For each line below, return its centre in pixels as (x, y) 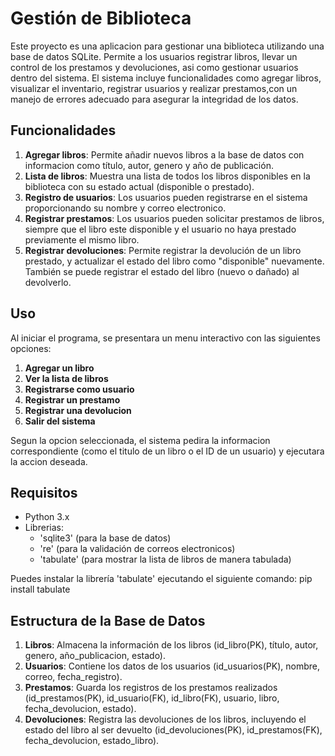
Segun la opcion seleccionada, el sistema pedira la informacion (140, 440)
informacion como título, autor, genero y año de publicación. (149, 165)
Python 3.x (47, 517)
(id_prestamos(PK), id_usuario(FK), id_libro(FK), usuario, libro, (152, 698)
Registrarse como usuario (79, 389)
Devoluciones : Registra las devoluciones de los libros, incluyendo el (165, 719)
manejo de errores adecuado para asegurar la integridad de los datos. (154, 99)
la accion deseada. (49, 461)
